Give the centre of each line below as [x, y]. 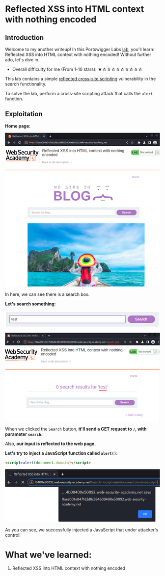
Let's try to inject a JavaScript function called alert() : [61, 453]
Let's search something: [30, 304]
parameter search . [24, 434]
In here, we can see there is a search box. [47, 294]
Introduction [25, 38]
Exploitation [24, 114]
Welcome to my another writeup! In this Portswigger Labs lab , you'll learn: [80, 49]
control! [13, 535]
